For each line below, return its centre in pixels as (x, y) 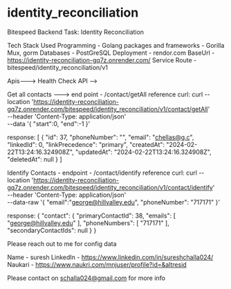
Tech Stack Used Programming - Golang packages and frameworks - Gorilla (116, 45)
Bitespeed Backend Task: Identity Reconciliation (75, 32)
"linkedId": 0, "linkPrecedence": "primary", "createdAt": (86, 144)
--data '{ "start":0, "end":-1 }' (49, 123)
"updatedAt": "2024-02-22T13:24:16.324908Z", (144, 152)
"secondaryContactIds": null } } (52, 230)
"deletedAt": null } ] (35, 159)
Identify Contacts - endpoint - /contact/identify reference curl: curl (102, 173)
